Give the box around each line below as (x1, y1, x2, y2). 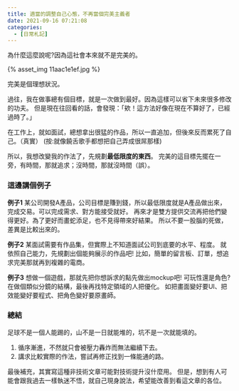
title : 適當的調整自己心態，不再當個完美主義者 (7, 10, 131, 18)
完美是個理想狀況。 (7, 80, 64, 88)
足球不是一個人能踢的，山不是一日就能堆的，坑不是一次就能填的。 (7, 327, 201, 336)
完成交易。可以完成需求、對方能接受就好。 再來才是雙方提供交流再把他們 (7, 207, 221, 215)
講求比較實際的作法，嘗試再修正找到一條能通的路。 (17, 352, 168, 360)
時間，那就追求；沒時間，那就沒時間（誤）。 (26, 161, 154, 170)
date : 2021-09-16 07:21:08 (7, 17, 87, 24)
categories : (7, 24, 43, 31)
